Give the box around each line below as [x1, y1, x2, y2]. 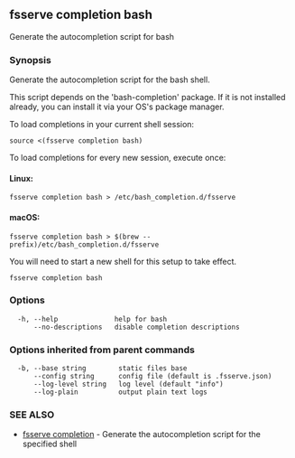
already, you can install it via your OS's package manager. [9, 101, 225, 112]
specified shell [22, 438, 78, 450]
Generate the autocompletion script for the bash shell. [9, 74, 210, 85]
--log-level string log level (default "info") [32, 379, 224, 389]
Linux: [9, 173, 33, 183]
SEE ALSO [9, 408, 55, 421]
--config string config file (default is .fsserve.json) [32, 372, 272, 381]
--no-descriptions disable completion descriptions [32, 322, 241, 332]
